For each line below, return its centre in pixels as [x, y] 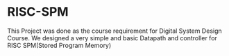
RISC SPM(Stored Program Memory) [59, 45]
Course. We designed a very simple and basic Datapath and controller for [112, 38]
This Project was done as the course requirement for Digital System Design [114, 31]
